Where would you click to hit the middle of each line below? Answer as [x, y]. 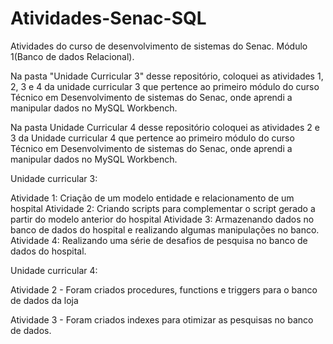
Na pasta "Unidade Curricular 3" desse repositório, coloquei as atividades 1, [167, 76]
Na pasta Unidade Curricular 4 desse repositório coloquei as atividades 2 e [165, 127]
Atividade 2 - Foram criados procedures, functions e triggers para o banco [164, 289]
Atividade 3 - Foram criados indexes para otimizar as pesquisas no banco [162, 319]
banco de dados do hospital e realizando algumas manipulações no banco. [165, 229]
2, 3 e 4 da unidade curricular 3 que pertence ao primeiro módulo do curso [165, 86]
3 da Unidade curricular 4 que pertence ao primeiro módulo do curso [152, 138]
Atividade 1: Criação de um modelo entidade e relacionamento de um [152, 198]
